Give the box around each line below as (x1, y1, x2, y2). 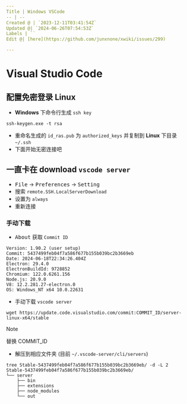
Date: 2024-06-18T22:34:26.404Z (6, 256, 86, 262)
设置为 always (14, 195, 49, 202)
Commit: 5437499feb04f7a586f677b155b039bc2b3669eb (6, 250, 134, 257)
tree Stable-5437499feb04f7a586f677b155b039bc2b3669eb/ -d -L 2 (6, 362, 169, 368)
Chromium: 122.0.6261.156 (6, 271, 70, 278)
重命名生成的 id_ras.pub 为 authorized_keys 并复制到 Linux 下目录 (14, 132, 177, 139)
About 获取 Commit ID (14, 234, 68, 241)
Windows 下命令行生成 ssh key (14, 109, 92, 116)
